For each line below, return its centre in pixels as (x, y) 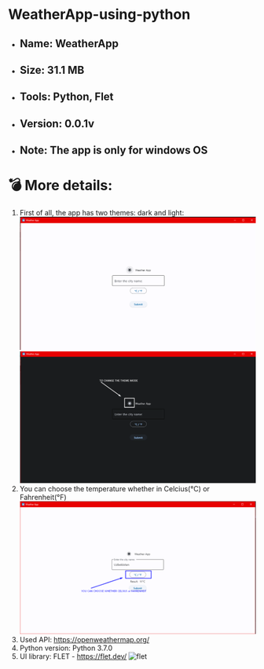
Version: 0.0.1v (57, 123)
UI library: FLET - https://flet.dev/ (73, 656)
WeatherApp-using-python (99, 15)
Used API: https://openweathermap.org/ (84, 640)
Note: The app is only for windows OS (114, 151)
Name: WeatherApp (69, 44)
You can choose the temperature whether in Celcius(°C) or (115, 489)
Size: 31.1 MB (52, 70)
